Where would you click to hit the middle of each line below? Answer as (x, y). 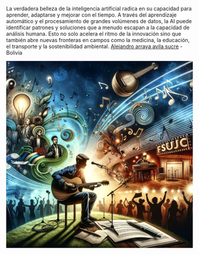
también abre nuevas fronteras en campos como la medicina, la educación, (98, 40)
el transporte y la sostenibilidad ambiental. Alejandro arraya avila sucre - (94, 46)
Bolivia (14, 53)
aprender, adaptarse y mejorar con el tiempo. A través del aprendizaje (92, 15)
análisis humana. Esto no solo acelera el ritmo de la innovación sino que (94, 34)
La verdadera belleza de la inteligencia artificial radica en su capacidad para (99, 9)
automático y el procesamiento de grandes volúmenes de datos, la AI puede (99, 21)
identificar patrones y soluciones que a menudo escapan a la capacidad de (98, 27)
